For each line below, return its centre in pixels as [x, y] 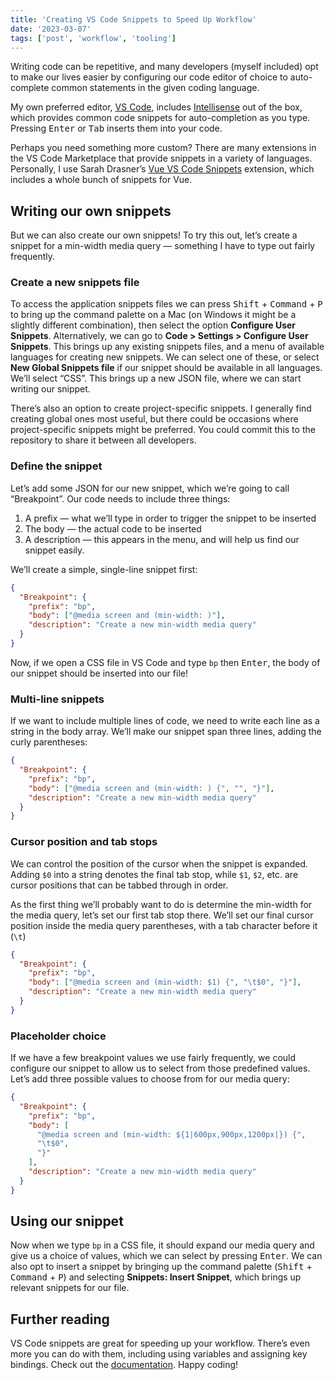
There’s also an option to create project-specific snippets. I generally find [161, 408]
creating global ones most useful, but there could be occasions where [154, 419]
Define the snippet [56, 466]
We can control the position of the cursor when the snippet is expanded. [159, 863]
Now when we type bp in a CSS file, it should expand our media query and [162, 1245]
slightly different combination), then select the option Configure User [153, 325]
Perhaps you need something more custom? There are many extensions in [163, 148]
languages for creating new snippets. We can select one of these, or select [165, 357]
